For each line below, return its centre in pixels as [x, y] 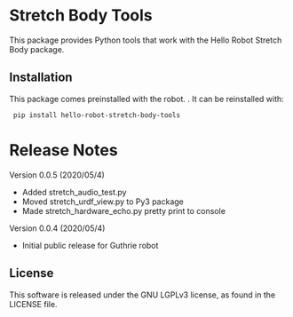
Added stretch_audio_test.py [74, 192]
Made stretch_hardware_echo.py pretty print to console [124, 210]
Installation [41, 78]
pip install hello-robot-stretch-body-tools [96, 115]
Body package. [37, 49]
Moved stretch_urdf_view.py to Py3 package [103, 202]
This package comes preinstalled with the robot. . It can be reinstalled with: [146, 99]
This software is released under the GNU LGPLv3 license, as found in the [143, 295]
